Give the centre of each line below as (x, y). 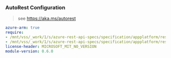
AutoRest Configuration (35, 8)
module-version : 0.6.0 (29, 51)
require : (15, 33)
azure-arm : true (22, 28)
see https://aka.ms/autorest (47, 19)
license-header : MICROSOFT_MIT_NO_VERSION (51, 46)
